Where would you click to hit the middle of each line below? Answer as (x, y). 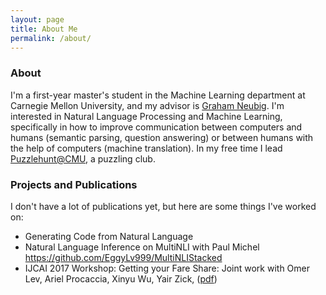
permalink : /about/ (51, 38)
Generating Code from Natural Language (109, 236)
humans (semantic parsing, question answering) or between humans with (162, 137)
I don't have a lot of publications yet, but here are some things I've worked (163, 206)
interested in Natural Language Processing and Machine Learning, (146, 116)
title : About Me (44, 29)
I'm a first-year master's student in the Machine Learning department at (158, 95)
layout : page (37, 19)
